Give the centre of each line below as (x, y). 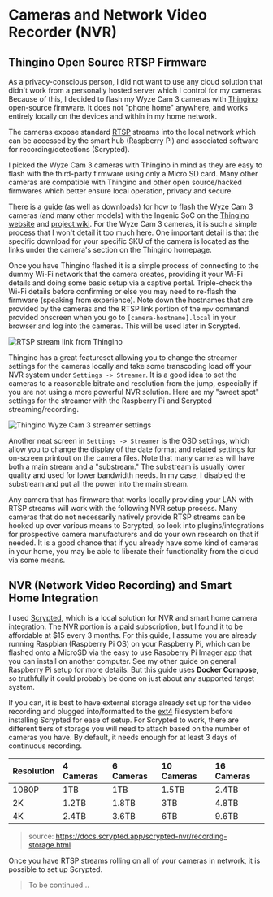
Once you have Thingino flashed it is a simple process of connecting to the (134, 265)
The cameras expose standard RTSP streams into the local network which (132, 132)
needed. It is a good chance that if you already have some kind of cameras (134, 543)
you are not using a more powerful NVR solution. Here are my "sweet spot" (134, 392)
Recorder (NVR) (63, 32)
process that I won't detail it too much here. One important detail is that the (134, 232)
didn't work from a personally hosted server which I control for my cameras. (136, 90)
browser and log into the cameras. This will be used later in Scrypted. (125, 326)
